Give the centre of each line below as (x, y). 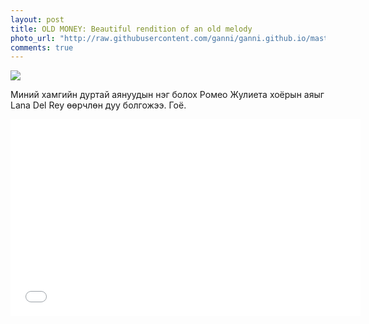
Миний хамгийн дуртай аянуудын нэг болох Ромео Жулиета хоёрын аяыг (167, 95)
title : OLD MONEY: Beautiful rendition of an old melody (131, 29)
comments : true (42, 47)
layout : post (37, 19)
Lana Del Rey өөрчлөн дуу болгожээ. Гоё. (98, 105)
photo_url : (33, 38)
